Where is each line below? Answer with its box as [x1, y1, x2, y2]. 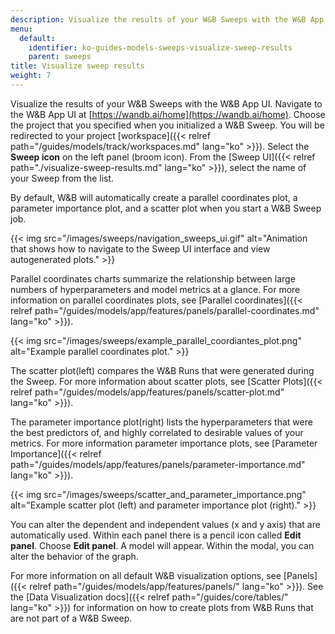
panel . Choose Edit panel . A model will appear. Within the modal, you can [10, 539, 315, 551]
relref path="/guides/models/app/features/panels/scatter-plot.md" [10, 386, 285, 398]
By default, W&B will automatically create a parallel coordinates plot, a [10, 191, 298, 203]
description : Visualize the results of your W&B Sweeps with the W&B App [10, 14, 325, 25]
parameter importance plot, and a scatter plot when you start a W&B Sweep [10, 202, 322, 214]
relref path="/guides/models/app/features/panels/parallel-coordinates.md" [10, 304, 320, 316]
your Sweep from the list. [10, 172, 115, 184]
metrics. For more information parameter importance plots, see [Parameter [10, 437, 318, 449]
